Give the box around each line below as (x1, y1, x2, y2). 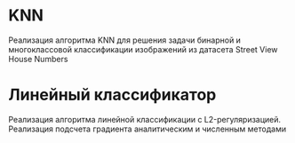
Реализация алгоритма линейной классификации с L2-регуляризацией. (8, 114, 282, 124)
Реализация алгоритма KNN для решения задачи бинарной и (8, 35, 242, 45)
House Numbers (8, 53, 68, 64)
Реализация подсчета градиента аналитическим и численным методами (8, 123, 286, 134)
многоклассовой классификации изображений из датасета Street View (8, 44, 278, 54)
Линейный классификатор (8, 85, 217, 105)
